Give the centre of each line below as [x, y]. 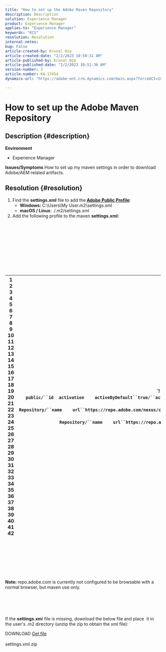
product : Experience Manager [35, 23]
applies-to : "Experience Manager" [41, 28]
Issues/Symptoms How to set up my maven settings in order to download [81, 167]
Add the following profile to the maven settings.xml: [66, 216]
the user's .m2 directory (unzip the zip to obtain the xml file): [67, 624]
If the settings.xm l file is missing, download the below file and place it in [80, 618]
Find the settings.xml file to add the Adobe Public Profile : [71, 200]
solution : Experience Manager [36, 19]
